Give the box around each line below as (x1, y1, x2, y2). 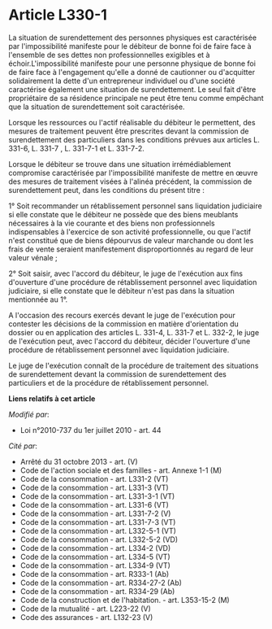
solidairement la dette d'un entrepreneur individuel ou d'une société (8, 76, 235, 85)
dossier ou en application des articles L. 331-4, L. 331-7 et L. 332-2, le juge (8, 327, 260, 337)
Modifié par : (8, 409, 50, 419)
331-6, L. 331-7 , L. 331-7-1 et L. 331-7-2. (8, 143, 145, 153)
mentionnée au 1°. (8, 295, 68, 304)
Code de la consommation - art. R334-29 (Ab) (19, 586, 175, 596)
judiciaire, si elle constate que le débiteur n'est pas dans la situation (8, 286, 235, 295)
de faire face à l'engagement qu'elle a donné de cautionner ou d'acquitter (8, 67, 256, 76)
